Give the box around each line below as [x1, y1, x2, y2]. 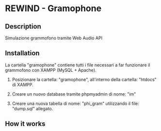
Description [5, 22, 41, 31]
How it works [5, 120, 46, 128]
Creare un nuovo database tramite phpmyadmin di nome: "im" [12, 91, 136, 97]
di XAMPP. [12, 82, 33, 87]
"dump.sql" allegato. [12, 105, 53, 112]
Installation [5, 49, 40, 57]
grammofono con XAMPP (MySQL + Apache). [5, 67, 97, 73]
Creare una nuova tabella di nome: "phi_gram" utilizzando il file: [12, 100, 139, 106]
